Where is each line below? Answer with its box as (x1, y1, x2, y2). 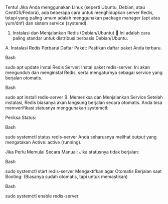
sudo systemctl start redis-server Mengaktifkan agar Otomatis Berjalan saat (5, 168, 162, 174)
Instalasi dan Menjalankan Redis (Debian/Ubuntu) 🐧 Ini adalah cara (12, 30, 150, 35)
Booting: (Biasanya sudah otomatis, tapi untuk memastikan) (5, 173, 128, 179)
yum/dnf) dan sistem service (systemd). (5, 20, 88, 26)
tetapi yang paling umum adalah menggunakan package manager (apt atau (5, 15, 160, 20)
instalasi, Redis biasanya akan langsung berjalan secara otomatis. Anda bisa (5, 99, 162, 105)
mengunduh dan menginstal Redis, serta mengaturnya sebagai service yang (5, 69, 163, 75)
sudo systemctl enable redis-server (5, 193, 79, 199)
